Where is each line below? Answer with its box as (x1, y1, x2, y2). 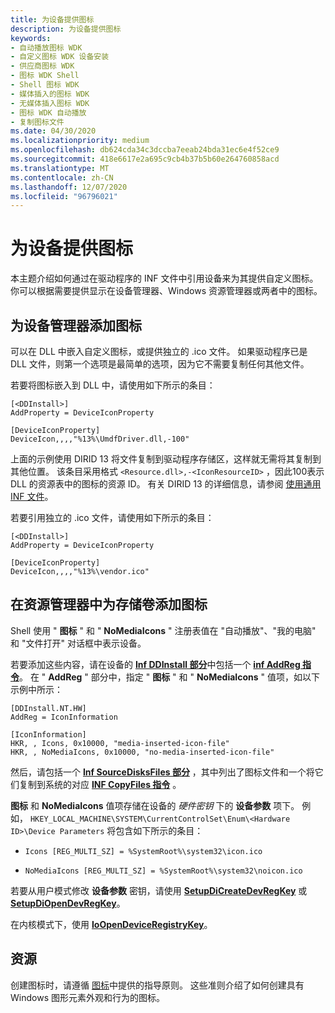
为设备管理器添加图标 (10, 317, 142, 334)
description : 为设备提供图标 (10, 24, 122, 34)
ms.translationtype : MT (10, 163, 110, 173)
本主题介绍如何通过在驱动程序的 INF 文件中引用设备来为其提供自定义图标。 (10, 272, 319, 285)
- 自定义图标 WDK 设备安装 (10, 52, 110, 62)
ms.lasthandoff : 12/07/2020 (10, 182, 128, 192)
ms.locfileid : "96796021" (10, 191, 118, 201)
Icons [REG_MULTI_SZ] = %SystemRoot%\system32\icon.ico (24, 846, 263, 856)
